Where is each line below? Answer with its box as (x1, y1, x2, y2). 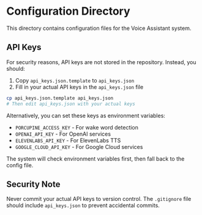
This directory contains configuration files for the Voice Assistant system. (6, 24, 192, 32)
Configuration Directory (6, 4, 130, 18)
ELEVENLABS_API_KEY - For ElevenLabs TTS (15, 136, 121, 144)
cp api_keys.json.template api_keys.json (6, 95, 114, 101)
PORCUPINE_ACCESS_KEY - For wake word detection (15, 123, 139, 131)
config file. (6, 161, 34, 169)
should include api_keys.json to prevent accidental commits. (6, 202, 160, 209)
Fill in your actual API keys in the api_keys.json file (15, 83, 144, 90)
